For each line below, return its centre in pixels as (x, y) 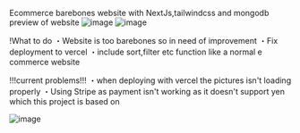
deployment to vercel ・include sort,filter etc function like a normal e (136, 52)
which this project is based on (65, 101)
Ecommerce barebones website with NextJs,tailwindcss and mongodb (139, 13)
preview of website (44, 22)
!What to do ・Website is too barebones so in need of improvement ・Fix (144, 41)
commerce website (45, 62)
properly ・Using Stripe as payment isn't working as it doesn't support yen (147, 91)
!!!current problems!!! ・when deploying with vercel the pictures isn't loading (150, 80)
